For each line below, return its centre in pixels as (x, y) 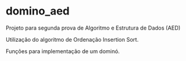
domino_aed (38, 11)
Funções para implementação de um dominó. (63, 51)
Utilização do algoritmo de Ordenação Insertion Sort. (72, 39)
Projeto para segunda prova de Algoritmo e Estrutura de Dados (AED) (93, 28)
